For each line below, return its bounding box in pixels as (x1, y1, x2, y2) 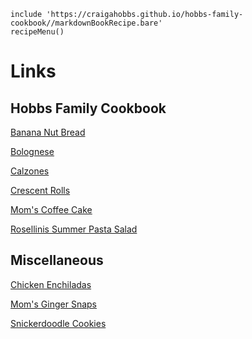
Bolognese (10, 146, 55, 157)
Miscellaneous (10, 252, 104, 269)
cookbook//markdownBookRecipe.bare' (10, 18, 163, 28)
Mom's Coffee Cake (10, 204, 93, 215)
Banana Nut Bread (10, 126, 86, 138)
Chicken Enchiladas (10, 278, 92, 290)
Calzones (10, 165, 50, 177)
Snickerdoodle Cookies (10, 317, 107, 329)
